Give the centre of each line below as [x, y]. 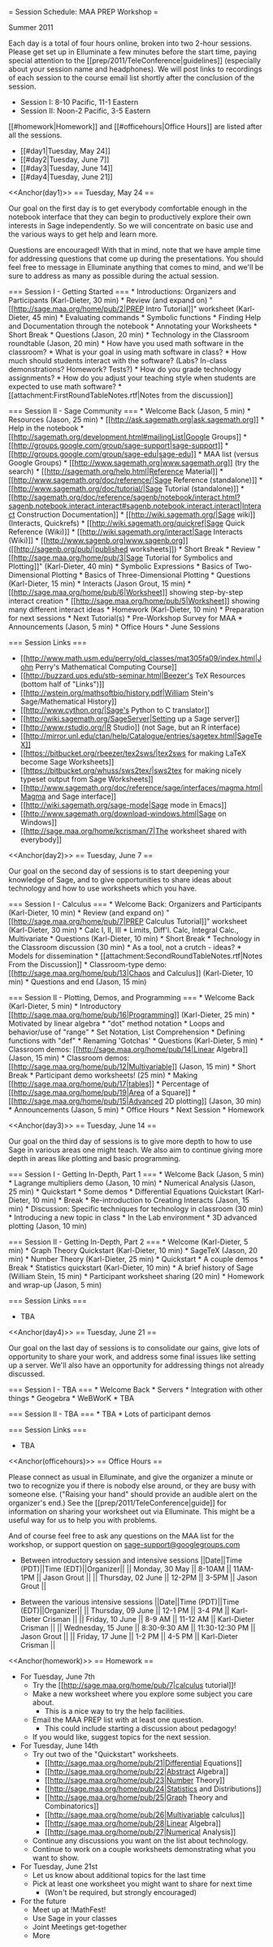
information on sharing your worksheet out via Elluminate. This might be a [132, 1511]
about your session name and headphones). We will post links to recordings [135, 69]
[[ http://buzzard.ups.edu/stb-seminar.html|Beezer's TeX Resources [133, 675]
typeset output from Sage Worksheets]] [87, 779]
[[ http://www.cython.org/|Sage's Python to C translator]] [115, 710]
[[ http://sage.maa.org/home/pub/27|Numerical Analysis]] [140, 1832]
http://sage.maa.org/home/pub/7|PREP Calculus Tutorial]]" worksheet [130, 921]
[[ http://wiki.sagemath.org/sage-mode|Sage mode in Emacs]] [123, 805]
